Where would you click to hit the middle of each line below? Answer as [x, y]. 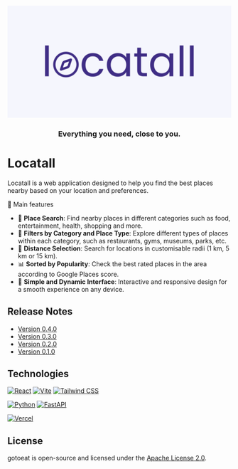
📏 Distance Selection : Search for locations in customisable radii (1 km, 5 [123, 248]
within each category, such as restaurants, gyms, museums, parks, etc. [122, 241]
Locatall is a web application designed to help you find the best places [110, 183]
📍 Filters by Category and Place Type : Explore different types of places [123, 233]
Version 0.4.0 [37, 329]
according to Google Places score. [68, 274]
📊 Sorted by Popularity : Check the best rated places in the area [112, 264]
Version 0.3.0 [37, 336]
